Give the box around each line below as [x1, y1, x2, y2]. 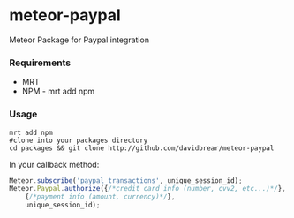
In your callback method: [9, 159, 100, 169]
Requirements [9, 56, 72, 69]
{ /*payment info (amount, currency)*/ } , [25, 192, 176, 201]
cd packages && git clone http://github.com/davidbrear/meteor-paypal [9, 143, 275, 153]
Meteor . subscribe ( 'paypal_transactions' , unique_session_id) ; [9, 176, 243, 185]
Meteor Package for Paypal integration [9, 34, 150, 45]
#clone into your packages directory [9, 136, 148, 145]
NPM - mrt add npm [21, 86, 95, 97]
